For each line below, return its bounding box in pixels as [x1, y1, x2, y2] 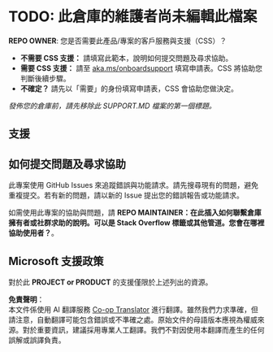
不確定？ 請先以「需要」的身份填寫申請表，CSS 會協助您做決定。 [19, 83, 238, 93]
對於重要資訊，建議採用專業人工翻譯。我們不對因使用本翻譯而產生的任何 [22, 324, 265, 334]
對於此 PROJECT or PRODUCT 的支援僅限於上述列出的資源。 [8, 277, 213, 287]
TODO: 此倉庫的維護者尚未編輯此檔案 [8, 7, 258, 26]
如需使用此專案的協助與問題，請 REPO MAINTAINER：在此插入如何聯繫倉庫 [8, 208, 262, 218]
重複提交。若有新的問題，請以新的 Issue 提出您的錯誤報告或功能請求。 [8, 190, 244, 200]
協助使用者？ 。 [8, 228, 58, 238]
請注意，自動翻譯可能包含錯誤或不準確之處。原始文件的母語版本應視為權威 [8, 315, 258, 324]
